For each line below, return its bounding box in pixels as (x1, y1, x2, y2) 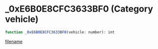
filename (5, 38, 23, 44)
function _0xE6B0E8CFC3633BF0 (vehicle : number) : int (5, 30, 115, 34)
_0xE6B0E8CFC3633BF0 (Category (5, 3, 153, 15)
